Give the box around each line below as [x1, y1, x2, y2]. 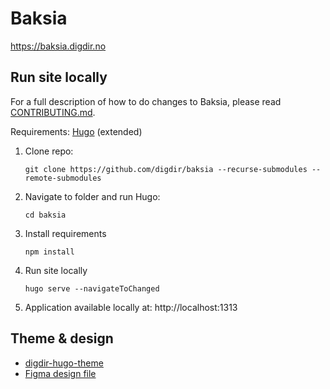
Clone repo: [24, 145, 74, 157]
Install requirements [24, 227, 107, 239]
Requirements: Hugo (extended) [10, 125, 143, 137]
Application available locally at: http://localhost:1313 [24, 301, 238, 313]
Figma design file [24, 367, 97, 379]
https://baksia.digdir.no [10, 40, 107, 52]
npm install [24, 247, 75, 257]
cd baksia [24, 210, 67, 220]
